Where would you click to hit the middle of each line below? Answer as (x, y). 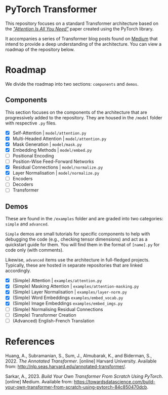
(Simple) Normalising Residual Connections (58, 309)
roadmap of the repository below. (40, 49)
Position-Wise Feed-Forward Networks (53, 161)
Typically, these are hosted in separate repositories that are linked (74, 266)
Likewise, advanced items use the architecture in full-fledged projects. (77, 260)
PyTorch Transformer (51, 9)
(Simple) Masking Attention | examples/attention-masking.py (76, 286)
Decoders (23, 184)
